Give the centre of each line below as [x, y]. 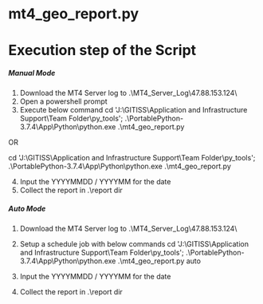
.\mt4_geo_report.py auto [159, 261]
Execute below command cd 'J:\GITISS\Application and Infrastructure [133, 110]
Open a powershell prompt [63, 101]
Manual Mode [32, 73]
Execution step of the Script [102, 51]
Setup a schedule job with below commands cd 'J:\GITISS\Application [134, 244]
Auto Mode [27, 208]
